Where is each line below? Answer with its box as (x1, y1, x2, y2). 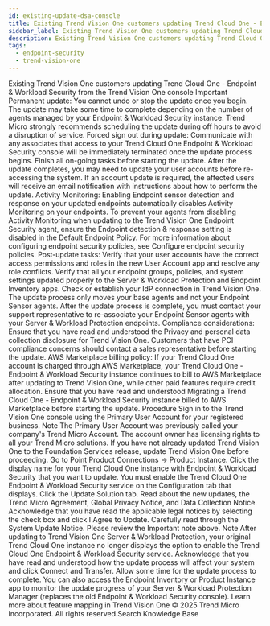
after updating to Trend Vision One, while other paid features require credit (8, 377, 256, 387)
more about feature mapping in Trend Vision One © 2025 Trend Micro (8, 600, 239, 610)
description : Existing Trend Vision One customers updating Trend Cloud (8, 34, 257, 43)
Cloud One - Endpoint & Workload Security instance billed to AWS (8, 395, 227, 405)
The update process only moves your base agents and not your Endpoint (8, 292, 250, 302)
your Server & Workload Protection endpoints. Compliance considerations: (8, 318, 255, 327)
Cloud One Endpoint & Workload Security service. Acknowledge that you (8, 549, 250, 558)
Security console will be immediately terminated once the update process (8, 146, 252, 157)
